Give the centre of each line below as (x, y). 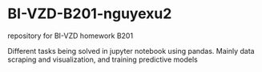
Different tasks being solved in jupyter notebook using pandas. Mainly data (131, 51)
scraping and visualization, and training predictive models (103, 59)
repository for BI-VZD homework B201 (71, 36)
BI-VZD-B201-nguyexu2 (90, 14)
